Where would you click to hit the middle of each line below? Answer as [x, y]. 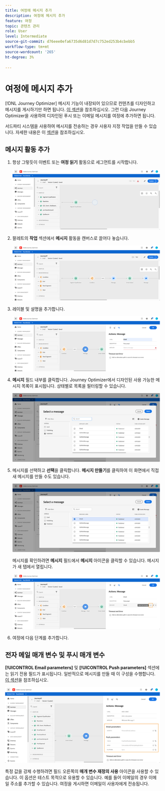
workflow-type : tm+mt [27, 47]
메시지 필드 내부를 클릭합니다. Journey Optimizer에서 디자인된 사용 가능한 [83, 380]
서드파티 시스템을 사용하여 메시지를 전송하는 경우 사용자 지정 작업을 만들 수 [77, 126]
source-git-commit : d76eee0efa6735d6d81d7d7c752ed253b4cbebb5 [70, 42]
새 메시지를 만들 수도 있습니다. [41, 477]
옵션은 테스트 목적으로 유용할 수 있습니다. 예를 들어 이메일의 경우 [86, 777]
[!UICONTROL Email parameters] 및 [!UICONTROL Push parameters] [76, 668]
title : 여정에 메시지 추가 [28, 10]
